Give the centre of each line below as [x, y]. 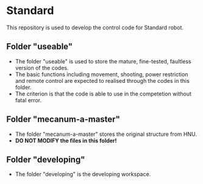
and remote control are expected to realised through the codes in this [102, 80]
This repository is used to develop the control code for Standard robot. [95, 27]
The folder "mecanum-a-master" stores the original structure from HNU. [106, 134]
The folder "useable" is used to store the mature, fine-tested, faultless [103, 61]
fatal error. [28, 100]
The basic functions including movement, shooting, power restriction [101, 74]
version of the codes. [42, 68]
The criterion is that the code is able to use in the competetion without [103, 94]
